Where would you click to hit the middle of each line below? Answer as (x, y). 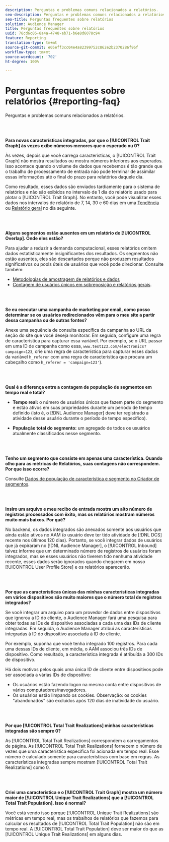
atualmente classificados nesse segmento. (57, 434)
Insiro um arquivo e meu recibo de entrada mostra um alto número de (79, 509)
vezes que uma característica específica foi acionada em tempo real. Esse (82, 751)
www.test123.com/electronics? (115, 347)
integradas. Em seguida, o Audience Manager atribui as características (78, 629)
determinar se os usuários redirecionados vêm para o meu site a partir (80, 315)
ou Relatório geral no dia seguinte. (41, 208)
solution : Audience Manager (35, 24)
